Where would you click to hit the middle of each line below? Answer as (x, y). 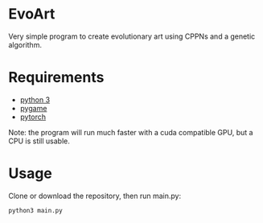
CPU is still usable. (39, 141)
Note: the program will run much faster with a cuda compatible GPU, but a (131, 132)
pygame (33, 108)
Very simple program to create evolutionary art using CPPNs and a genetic (132, 36)
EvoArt (32, 14)
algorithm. (25, 44)
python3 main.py (35, 210)
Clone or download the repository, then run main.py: (95, 196)
